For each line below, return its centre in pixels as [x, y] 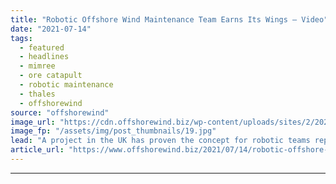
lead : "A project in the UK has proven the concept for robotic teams [160, 141]
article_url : [37, 150]
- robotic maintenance [66, 85]
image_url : [33, 122]
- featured [42, 47]
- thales [37, 94]
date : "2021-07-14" [51, 29]
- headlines [44, 57]
